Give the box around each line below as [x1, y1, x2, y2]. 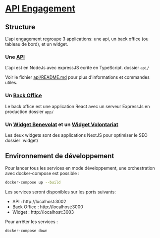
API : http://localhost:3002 [12, 198, 66, 204]
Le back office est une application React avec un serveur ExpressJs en [5, 103, 150, 109]
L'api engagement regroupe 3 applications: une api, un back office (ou [5, 36, 149, 42]
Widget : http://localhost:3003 [12, 209, 74, 215]
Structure [5, 23, 36, 31]
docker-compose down [5, 228, 48, 233]
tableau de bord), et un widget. [5, 41, 68, 47]
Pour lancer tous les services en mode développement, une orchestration [5, 165, 155, 171]
